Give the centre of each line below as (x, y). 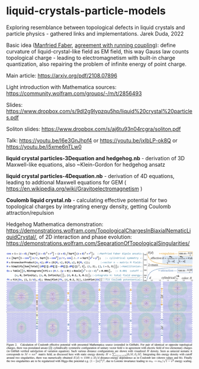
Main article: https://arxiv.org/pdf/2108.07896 (62, 75)
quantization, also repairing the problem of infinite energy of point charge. (96, 64)
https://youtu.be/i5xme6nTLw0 (44, 147)
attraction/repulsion (30, 212)
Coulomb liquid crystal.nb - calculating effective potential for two (87, 200)
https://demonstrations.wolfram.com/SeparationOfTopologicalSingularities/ (98, 243)
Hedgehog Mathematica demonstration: (55, 224)
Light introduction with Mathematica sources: (61, 87)
